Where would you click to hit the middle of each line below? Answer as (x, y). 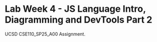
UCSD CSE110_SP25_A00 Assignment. (45, 34)
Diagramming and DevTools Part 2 (78, 20)
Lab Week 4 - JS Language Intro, (75, 9)
